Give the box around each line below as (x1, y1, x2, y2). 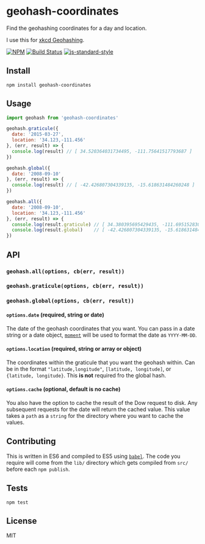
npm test (6, 499, 29, 506)
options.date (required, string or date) (6, 311, 105, 318)
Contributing (6, 436, 56, 446)
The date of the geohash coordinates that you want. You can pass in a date (6, 324, 195, 332)
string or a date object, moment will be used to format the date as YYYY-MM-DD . (6, 331, 197, 338)
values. (6, 418, 24, 426)
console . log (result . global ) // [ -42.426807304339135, (12, 227, 163, 233)
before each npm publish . (6, 465, 70, 473)
